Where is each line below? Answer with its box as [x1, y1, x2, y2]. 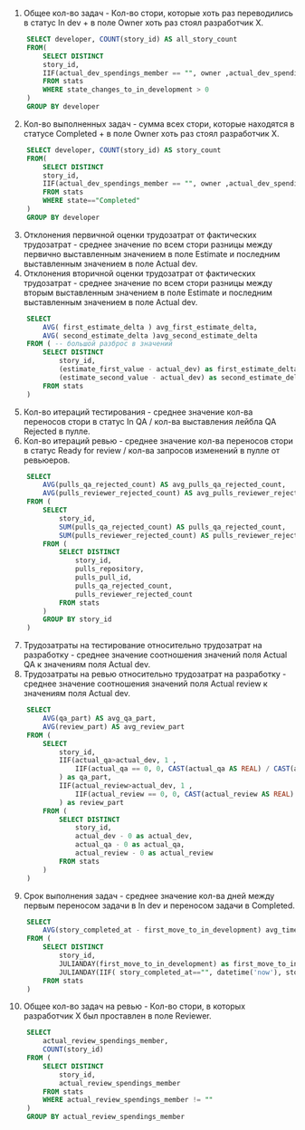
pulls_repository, [74, 565, 145, 574]
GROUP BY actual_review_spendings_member [26, 1113, 185, 1122]
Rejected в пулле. [23, 426, 91, 436]
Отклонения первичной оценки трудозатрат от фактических [23, 229, 257, 240]
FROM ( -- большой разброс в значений [26, 340, 173, 349]
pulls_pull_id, [74, 573, 132, 582]
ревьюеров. [23, 455, 71, 465]
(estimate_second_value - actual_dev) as [58, 373, 218, 382]
